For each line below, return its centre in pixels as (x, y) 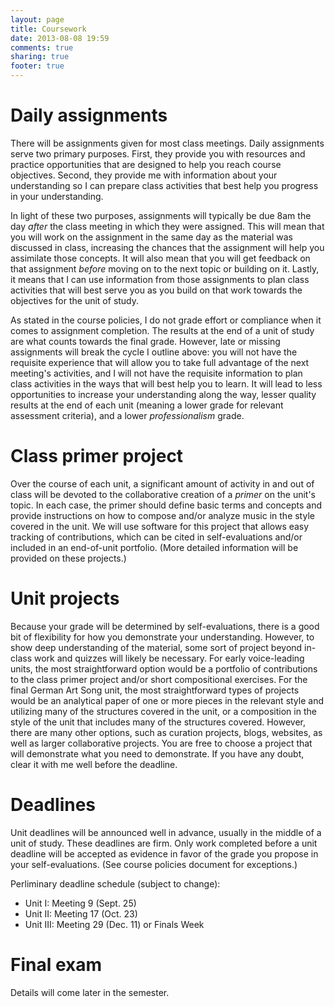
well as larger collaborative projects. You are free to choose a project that (161, 743)
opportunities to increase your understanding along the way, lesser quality (163, 394)
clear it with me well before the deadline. (94, 764)
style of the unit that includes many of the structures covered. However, (158, 722)
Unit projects (65, 598)
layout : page (37, 19)
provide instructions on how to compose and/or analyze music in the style (162, 515)
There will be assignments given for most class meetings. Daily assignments (167, 143)
